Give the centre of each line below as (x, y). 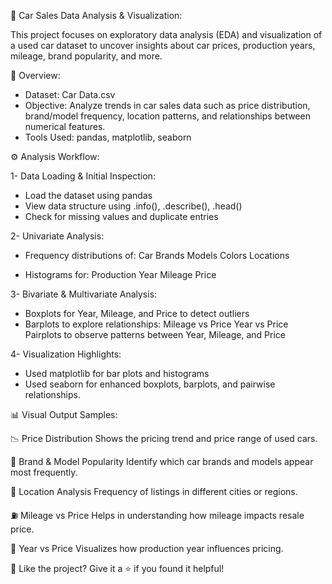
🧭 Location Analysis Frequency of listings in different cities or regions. (154, 491)
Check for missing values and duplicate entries (121, 216)
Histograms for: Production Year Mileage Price (120, 274)
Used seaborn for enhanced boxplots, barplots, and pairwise (150, 384)
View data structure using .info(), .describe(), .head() (133, 206)
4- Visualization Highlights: (66, 354)
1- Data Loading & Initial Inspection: (83, 176)
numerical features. (65, 126)
